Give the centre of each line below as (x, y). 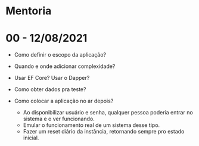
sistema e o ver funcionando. (59, 119)
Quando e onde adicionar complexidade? (65, 66)
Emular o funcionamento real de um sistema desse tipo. (91, 125)
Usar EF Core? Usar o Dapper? (52, 78)
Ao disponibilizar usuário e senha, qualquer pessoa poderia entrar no (108, 113)
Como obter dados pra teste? (50, 89)
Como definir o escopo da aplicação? (60, 55)
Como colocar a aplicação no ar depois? (64, 101)
